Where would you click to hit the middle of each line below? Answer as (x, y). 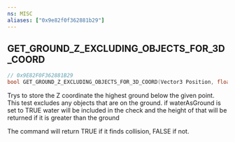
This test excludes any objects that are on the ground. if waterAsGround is (114, 103)
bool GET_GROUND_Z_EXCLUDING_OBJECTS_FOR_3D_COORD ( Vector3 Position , (111, 82)
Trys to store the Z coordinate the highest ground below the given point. (111, 96)
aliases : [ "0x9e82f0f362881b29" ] (56, 20)
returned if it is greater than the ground (64, 118)
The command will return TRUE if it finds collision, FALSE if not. (98, 132)
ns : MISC (20, 14)
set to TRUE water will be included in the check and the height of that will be (117, 111)
